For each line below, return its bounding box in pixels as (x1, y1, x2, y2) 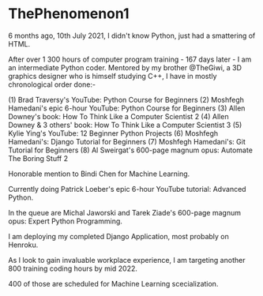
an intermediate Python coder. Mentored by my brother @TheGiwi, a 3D (8, 62, 242, 72)
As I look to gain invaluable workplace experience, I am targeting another (8, 255, 246, 264)
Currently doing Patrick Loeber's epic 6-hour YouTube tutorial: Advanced (8, 184, 246, 193)
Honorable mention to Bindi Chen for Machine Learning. (8, 169, 190, 178)
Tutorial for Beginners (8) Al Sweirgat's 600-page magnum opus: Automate (8, 145, 253, 155)
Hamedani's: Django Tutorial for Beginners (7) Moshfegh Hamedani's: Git (8, 137, 246, 146)
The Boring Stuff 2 (8, 153, 69, 163)
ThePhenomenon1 (8, 5, 130, 23)
